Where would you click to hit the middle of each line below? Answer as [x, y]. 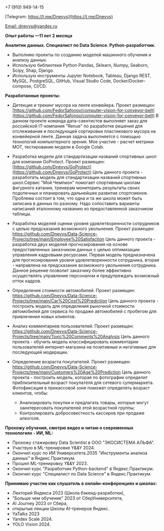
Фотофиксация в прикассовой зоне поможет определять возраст [81, 388]
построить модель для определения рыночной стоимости [73, 306]
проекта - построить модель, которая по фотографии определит [80, 377]
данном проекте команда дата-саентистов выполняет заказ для [80, 121]
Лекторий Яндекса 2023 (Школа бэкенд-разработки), [68, 493]
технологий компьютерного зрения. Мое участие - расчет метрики [83, 142]
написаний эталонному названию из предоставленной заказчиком [82, 209]
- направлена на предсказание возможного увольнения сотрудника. [84, 265]
